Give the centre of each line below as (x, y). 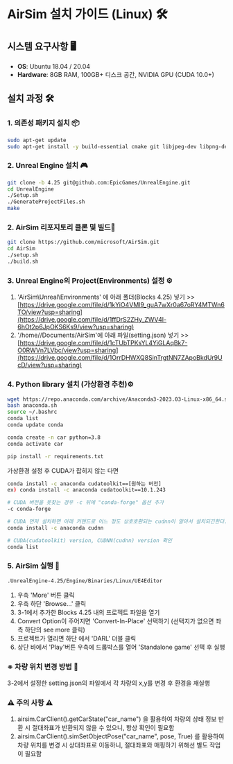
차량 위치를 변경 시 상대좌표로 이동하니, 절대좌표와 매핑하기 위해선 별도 (112, 745)
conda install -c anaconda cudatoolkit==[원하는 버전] (84, 484)
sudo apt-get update (37, 140)
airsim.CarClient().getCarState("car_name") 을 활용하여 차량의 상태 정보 (117, 719)
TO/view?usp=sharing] (50, 312)
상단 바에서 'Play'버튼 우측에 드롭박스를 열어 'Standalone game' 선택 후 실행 (121, 647)
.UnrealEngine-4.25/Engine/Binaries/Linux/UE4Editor (85, 581)
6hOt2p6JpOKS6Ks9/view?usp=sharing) (76, 327)
